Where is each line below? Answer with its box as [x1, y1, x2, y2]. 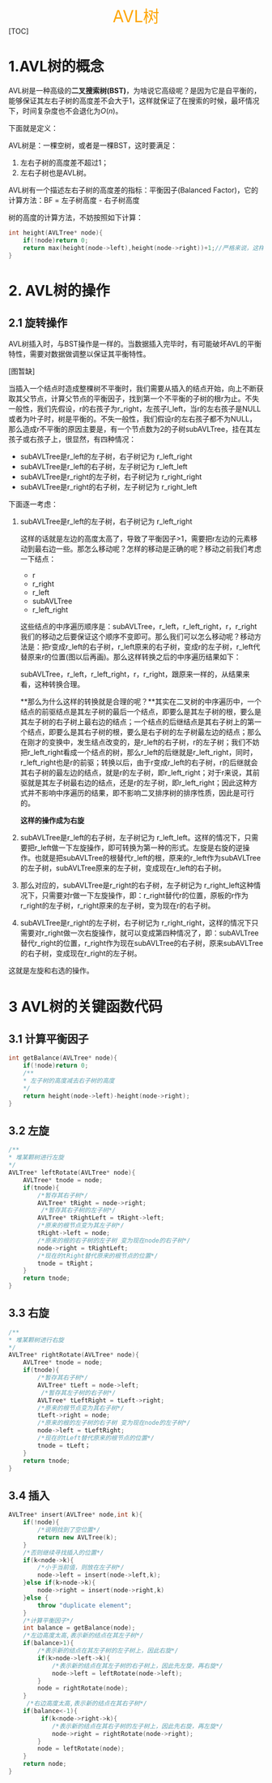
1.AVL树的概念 [8, 58, 104, 76]
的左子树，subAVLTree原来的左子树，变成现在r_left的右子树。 [19, 863, 227, 873]
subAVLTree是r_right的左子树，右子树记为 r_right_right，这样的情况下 [19, 918, 252, 928]
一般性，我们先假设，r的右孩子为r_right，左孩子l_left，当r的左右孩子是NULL [8, 404, 261, 414]
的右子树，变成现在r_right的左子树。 [19, 948, 142, 958]
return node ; [23, 1760, 67, 1768]
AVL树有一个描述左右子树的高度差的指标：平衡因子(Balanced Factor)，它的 [8, 185, 259, 195]
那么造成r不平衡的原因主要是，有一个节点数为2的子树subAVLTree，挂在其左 [8, 425, 261, 434]
